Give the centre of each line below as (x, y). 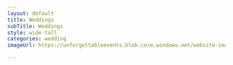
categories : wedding (37, 39)
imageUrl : (21, 45)
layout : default (31, 13)
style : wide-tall (32, 32)
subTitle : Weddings (35, 26)
